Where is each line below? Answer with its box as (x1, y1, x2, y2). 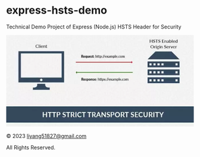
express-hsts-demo (6, 4, 107, 17)
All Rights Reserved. (6, 144, 55, 151)
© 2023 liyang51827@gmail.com (6, 133, 87, 140)
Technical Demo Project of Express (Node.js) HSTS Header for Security (6, 23, 182, 30)
